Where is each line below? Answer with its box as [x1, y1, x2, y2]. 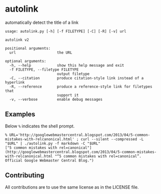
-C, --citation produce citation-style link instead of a [9, 75, 144, 81]
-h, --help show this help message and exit [9, 63, 124, 68]
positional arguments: [5, 46, 51, 51]
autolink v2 [5, 37, 29, 42]
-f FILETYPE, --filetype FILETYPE [9, 67, 79, 72]
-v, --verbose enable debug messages [9, 97, 103, 102]
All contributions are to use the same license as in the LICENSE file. [5, 184, 139, 190]
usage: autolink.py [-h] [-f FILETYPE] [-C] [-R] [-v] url [5, 29, 127, 34]
